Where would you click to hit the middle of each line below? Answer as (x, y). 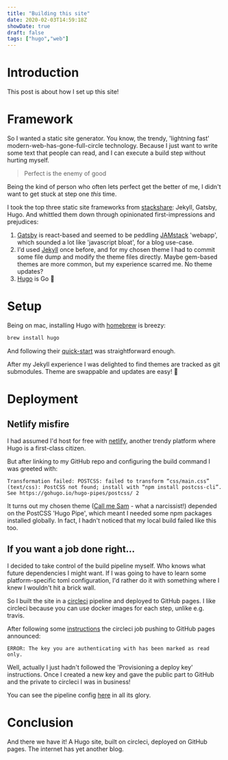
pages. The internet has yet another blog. (66, 749)
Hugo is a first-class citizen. (47, 448)
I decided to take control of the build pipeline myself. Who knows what (106, 566)
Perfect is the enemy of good (65, 173)
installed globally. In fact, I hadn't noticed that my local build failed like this (112, 520)
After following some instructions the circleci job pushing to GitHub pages (111, 629)
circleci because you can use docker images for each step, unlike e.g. (106, 608)
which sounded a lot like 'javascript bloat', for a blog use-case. (105, 242)
